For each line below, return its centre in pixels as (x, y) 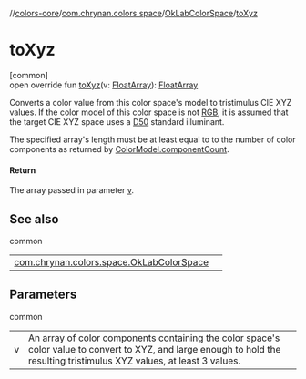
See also (34, 219)
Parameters (43, 295)
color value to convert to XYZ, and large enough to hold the (155, 349)
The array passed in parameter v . (72, 190)
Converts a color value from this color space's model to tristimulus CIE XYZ (151, 102)
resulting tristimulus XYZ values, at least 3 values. (135, 361)
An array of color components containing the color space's (154, 338)
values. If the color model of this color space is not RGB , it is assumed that (149, 112)
